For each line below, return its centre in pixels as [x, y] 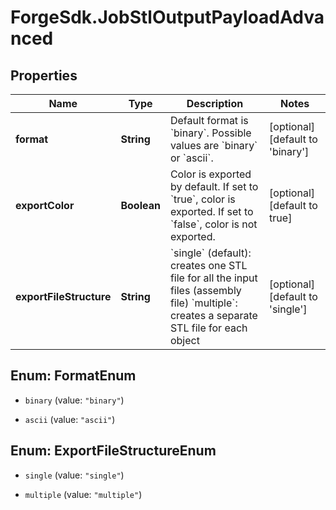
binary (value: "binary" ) [74, 400]
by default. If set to [214, 186]
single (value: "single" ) [74, 475]
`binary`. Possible [210, 133]
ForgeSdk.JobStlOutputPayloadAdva [167, 17]
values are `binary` [213, 145]
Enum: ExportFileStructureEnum [113, 451]
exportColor [45, 205]
